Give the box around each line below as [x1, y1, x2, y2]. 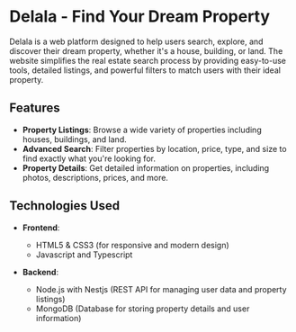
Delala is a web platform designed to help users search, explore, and [9, 36, 264, 47]
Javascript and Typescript [35, 249, 133, 260]
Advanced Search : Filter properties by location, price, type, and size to [22, 143, 287, 154]
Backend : [22, 266, 59, 277]
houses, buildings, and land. [22, 133, 128, 145]
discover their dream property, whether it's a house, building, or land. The [9, 45, 283, 56]
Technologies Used [9, 198, 120, 213]
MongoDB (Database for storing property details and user [35, 303, 250, 314]
